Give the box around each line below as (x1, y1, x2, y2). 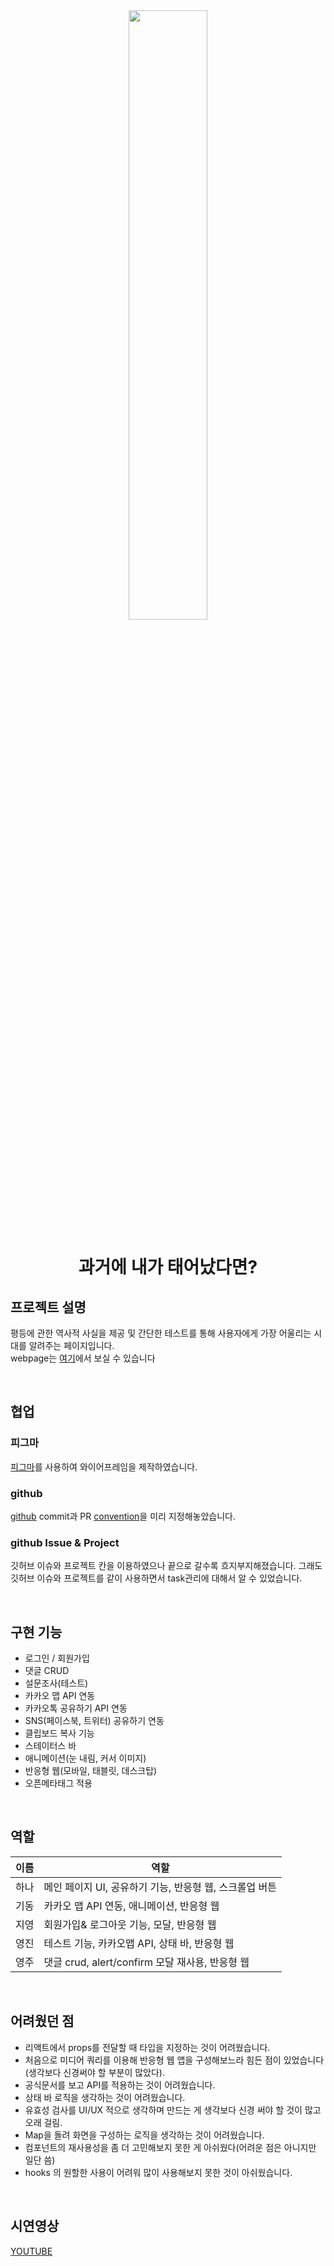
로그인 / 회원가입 (24, 1652, 90, 1664)
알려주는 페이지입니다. (28, 1340, 115, 1351)
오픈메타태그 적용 (24, 1777, 93, 1789)
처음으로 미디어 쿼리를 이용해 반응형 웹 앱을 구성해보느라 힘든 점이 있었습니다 (24, 2054, 325, 2066)
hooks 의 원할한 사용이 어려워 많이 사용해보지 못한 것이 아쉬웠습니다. (24, 2166, 293, 2178)
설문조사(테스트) (24, 1677, 89, 1689)
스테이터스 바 (24, 1740, 77, 1752)
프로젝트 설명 (10, 1299, 87, 1316)
